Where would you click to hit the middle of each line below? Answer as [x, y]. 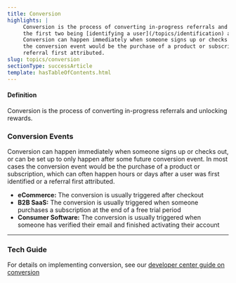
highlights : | [28, 20]
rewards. [20, 118]
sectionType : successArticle [50, 66]
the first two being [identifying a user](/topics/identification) [124, 33]
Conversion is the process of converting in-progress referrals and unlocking [117, 110]
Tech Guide [27, 249]
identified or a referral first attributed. [61, 181]
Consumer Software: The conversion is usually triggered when [109, 217]
